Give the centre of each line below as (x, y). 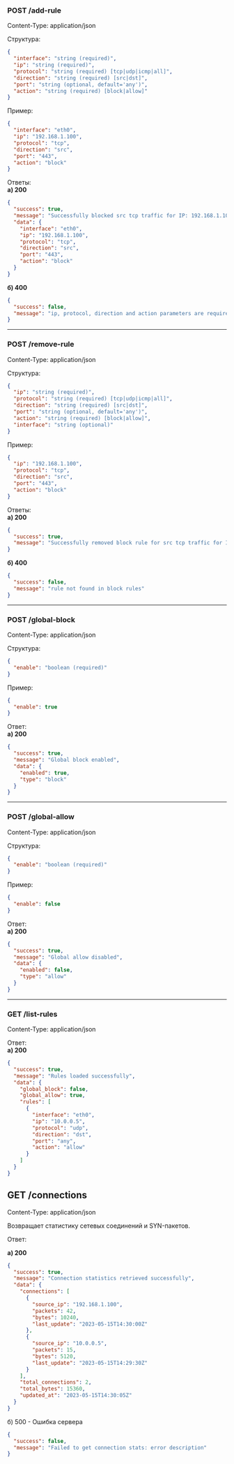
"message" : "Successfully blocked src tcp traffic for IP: (101, 216)
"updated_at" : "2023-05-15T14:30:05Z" (76, 1396)
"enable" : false (37, 904)
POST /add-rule (34, 10)
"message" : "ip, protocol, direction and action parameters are (109, 313)
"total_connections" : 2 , (56, 1382)
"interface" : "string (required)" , (65, 59)
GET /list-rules (32, 1014)
